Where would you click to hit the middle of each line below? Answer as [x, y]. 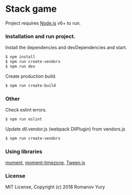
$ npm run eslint [24, 119]
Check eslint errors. [26, 110]
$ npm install [20, 57]
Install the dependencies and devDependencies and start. [66, 48]
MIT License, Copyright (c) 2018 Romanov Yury [55, 187]
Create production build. [31, 76]
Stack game [31, 9]
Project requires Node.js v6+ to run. [43, 23]
